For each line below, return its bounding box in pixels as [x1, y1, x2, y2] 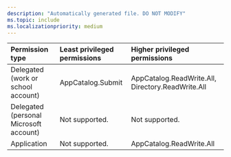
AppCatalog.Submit [59, 78, 123, 87]
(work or [10, 74, 38, 83]
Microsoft [10, 119, 42, 129]
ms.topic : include [7, 17, 60, 23]
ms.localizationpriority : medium [7, 23, 103, 30]
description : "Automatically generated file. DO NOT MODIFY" [7, 10, 186, 17]
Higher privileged [131, 45, 190, 54]
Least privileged [59, 45, 114, 54]
